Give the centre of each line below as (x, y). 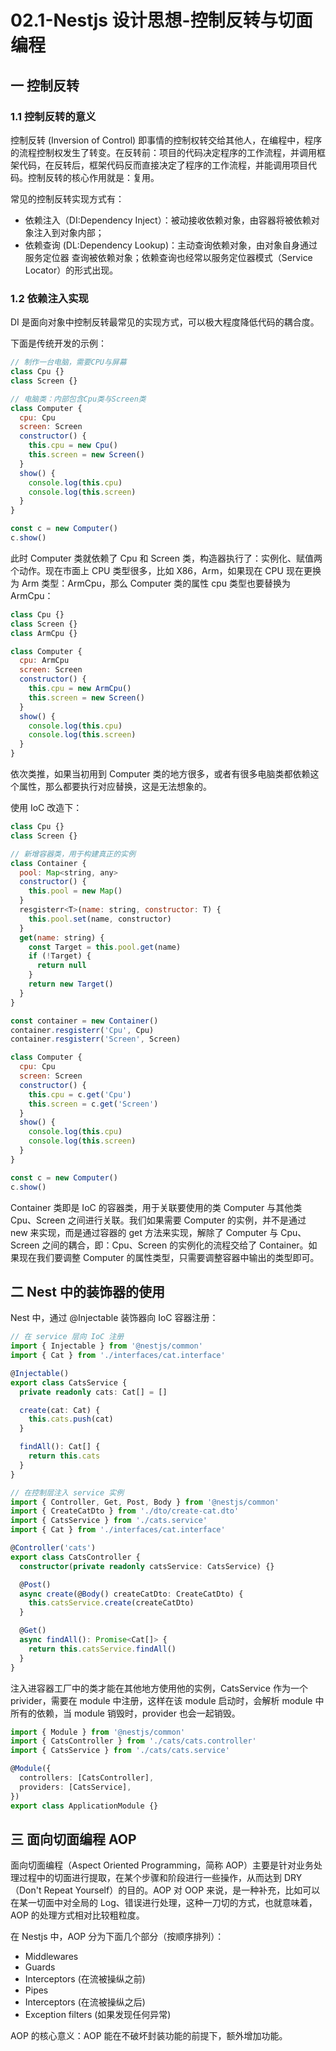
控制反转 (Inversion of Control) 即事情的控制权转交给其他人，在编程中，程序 (166, 140)
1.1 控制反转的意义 (53, 116)
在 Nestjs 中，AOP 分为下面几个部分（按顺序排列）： (117, 1937)
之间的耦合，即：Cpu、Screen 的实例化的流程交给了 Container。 (175, 1245)
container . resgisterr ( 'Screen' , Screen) (96, 1039)
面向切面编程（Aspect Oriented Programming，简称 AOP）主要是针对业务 (162, 1865)
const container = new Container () (84, 1021)
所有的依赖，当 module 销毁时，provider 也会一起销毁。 (125, 1713)
